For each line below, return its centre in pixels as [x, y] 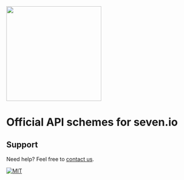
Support [22, 145]
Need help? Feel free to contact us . [50, 159]
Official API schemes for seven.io [92, 122]
